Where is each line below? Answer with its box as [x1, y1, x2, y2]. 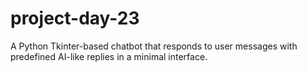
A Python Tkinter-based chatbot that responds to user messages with [10, 40, 298, 52]
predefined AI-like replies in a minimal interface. [10, 50, 208, 62]
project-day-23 [10, 7, 140, 30]
